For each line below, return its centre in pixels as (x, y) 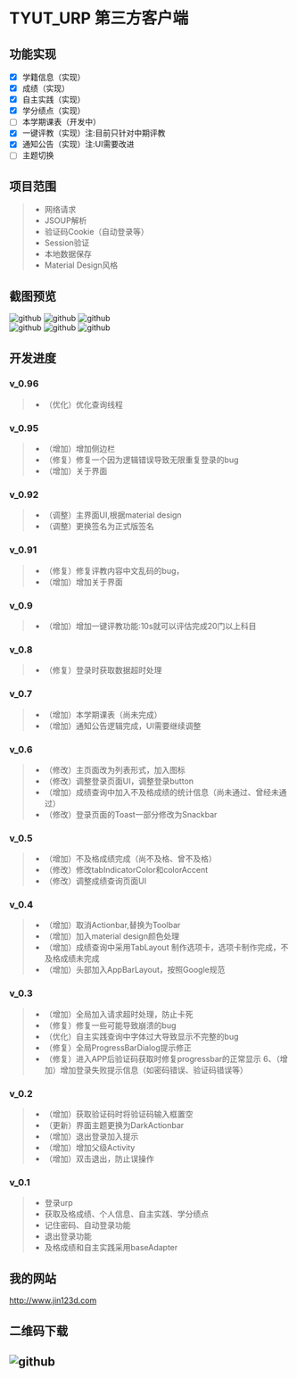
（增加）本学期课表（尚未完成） (103, 714)
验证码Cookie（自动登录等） (96, 232)
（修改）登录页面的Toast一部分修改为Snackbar (131, 814)
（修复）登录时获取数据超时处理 (103, 670)
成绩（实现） (45, 88)
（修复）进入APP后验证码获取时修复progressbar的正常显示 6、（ (162, 1058)
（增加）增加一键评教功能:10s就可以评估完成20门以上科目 (150, 626)
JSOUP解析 (66, 220)
